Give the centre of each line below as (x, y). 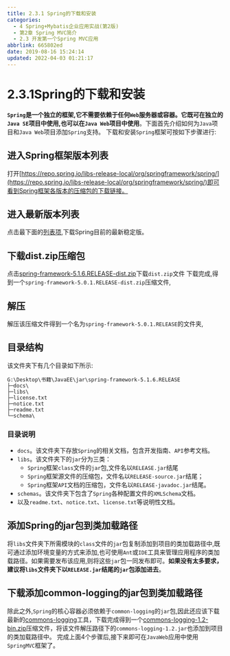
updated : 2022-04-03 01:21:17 (50, 58)
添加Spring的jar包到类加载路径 (73, 526)
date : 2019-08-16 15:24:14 (46, 52)
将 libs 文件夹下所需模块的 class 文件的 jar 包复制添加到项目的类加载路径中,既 (114, 543)
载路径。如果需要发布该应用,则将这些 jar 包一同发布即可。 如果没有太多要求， (115, 561)
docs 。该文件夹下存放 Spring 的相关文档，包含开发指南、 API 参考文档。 (115, 451)
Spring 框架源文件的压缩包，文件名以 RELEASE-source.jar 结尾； (115, 476)
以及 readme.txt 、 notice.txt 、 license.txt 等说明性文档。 (98, 502)
